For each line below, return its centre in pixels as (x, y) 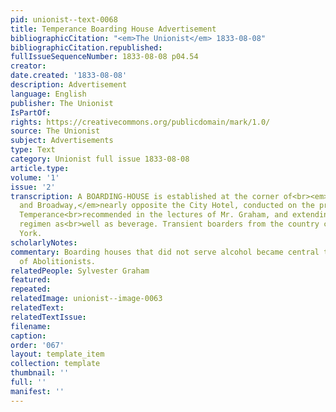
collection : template (55, 364)
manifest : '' (37, 391)
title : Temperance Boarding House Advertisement (113, 29)
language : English (48, 94)
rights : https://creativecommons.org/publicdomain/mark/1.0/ (140, 122)
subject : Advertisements (62, 141)
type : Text (33, 150)
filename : (31, 326)
